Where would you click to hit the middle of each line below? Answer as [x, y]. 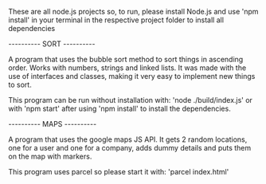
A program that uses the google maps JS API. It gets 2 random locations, [128, 139]
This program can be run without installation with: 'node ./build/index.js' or [131, 100]
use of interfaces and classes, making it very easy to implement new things [132, 76]
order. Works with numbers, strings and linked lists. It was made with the [127, 68]
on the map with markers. [50, 156]
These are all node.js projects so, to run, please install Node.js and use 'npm [133, 12]
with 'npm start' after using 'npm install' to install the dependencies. [119, 108]
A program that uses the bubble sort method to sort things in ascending [126, 59]
